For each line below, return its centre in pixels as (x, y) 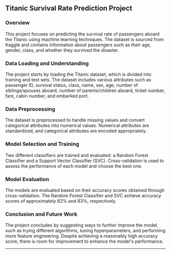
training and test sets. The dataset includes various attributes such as (78, 80)
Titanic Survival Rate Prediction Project (69, 8)
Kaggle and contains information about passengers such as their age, (78, 45)
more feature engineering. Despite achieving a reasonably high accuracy (82, 236)
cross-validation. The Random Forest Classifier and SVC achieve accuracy (83, 196)
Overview (18, 23)
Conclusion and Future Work (41, 214)
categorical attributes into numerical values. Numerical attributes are (77, 125)
